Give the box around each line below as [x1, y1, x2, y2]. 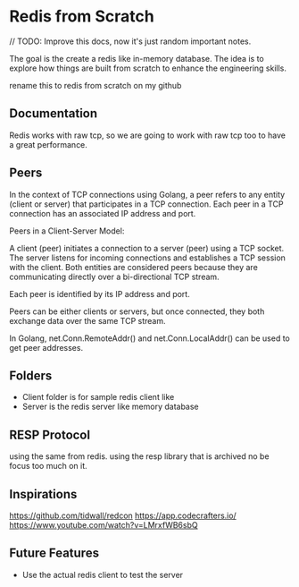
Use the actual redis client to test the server [21, 569, 184, 580]
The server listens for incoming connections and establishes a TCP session [9, 252, 286, 263]
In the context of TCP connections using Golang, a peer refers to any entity [9, 189, 286, 200]
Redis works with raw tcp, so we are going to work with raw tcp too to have [9, 130, 286, 140]
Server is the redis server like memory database [21, 401, 199, 413]
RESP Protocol [9, 427, 91, 442]
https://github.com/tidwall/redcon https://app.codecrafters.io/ [9, 510, 237, 521]
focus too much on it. [9, 461, 87, 472]
